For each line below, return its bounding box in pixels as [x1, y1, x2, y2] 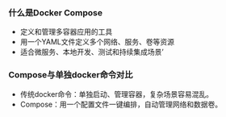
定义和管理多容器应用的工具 [19, 27, 113, 37]
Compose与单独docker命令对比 [8, 69, 133, 81]
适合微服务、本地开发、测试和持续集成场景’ [19, 47, 164, 57]
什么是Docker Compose [8, 6, 103, 18]
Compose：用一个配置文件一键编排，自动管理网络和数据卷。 [19, 99, 223, 109]
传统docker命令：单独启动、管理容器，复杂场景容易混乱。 [19, 89, 214, 98]
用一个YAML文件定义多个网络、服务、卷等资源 [19, 37, 175, 47]
